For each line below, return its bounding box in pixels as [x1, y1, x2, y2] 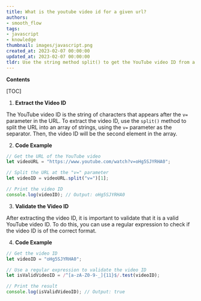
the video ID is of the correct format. [6, 227, 97, 234]
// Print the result [6, 284, 58, 290]
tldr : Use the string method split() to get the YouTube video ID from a [6, 59, 196, 65]
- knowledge [6, 37, 36, 43]
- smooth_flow [6, 20, 42, 26]
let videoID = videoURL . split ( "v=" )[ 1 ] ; [6, 175, 110, 181]
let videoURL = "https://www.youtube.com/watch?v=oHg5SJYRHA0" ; [6, 159, 171, 165]
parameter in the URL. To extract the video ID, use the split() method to [6, 117, 187, 124]
